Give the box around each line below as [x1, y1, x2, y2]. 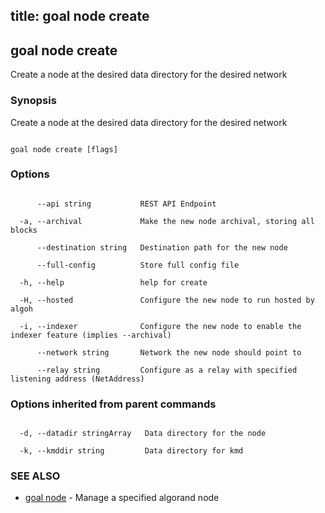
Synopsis [10, 94, 57, 108]
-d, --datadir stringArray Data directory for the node [19, 429, 267, 439]
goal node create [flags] [10, 144, 118, 154]
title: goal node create [10, 8, 150, 25]
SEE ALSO [10, 469, 61, 483]
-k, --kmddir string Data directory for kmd [19, 446, 244, 456]
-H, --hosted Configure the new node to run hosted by [19, 295, 315, 305]
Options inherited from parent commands [10, 397, 217, 411]
